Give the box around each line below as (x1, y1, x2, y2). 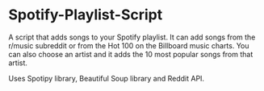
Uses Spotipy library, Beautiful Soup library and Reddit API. (8, 73, 204, 83)
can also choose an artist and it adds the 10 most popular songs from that (8, 49, 254, 59)
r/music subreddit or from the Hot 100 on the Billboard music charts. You (8, 40, 249, 50)
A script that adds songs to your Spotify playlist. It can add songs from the (8, 32, 256, 42)
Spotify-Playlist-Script (8, 6, 163, 24)
